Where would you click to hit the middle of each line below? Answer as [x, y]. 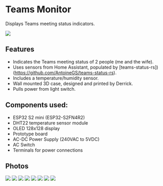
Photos [17, 166]
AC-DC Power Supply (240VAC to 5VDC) [56, 139]
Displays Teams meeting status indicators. [50, 24]
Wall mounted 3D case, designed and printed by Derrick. [73, 84]
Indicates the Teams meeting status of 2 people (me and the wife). [83, 61]
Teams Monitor [38, 9]
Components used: [37, 105]
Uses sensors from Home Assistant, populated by [65, 67]
